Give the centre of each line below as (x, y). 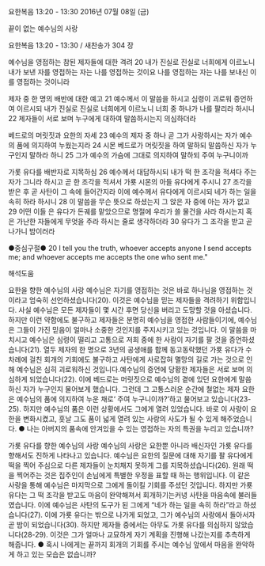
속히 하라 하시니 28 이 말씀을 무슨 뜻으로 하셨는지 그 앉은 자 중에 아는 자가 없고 (129, 201)
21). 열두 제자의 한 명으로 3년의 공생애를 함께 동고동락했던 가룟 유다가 (136, 349)
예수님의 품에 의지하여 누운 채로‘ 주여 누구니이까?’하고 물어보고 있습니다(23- (134, 399)
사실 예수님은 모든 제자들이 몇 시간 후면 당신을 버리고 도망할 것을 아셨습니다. (136, 310)
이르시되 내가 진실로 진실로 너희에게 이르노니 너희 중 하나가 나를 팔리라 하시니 (136, 108)
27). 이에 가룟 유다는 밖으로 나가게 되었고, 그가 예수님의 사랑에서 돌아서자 (142, 515)
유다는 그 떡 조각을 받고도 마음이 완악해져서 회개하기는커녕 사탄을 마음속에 (122, 495)
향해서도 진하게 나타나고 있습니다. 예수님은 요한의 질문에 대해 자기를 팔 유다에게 (131, 455)
